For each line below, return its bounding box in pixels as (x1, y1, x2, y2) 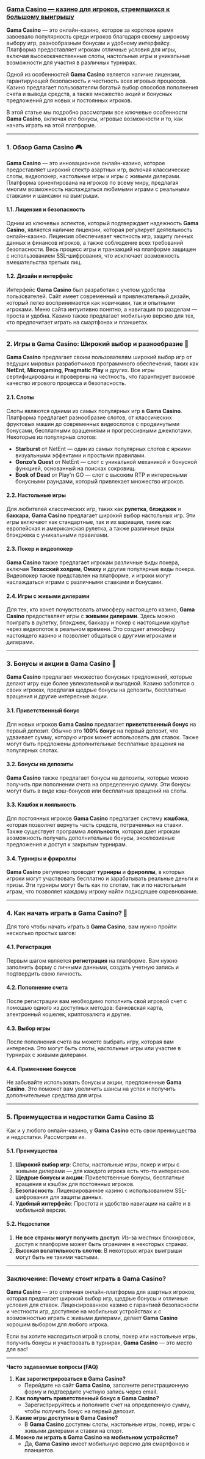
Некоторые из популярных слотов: (6, 433, 97, 441)
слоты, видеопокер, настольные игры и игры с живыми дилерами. (6, 172, 181, 179)
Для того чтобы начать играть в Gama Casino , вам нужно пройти (6, 923, 177, 930)
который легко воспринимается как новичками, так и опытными (6, 299, 176, 306)
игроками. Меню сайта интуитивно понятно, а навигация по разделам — (6, 305, 197, 313)
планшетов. (24, 1447, 55, 1454)
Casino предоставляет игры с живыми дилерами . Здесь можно (6, 613, 176, 620)
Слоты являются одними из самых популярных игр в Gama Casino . (6, 407, 182, 414)
